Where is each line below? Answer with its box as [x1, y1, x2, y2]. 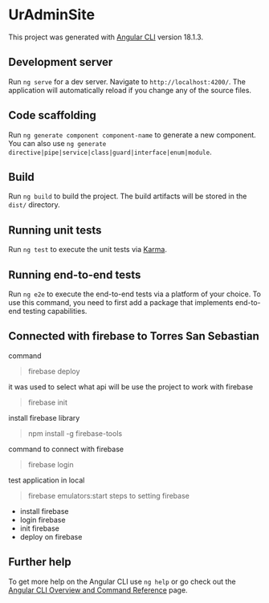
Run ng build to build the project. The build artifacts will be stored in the [8, 191, 247, 202]
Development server [8, 55, 113, 69]
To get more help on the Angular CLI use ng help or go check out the [8, 577, 236, 586]
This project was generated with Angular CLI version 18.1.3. [8, 32, 203, 42]
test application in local [8, 475, 85, 485]
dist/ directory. [8, 200, 60, 210]
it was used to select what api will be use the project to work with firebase [8, 381, 254, 391]
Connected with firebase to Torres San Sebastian [8, 329, 259, 343]
